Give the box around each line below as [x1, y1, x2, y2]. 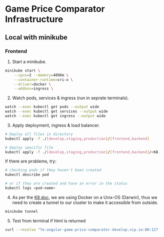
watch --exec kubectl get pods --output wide [5, 105, 99, 109]
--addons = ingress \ [14, 86, 54, 91]
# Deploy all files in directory [5, 131, 73, 137]
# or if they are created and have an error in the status [5, 181, 128, 186]
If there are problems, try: [5, 158, 57, 164]
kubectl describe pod [5, 172, 49, 177]
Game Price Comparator [5, 3, 105, 15]
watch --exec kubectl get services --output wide [5, 109, 108, 114]
